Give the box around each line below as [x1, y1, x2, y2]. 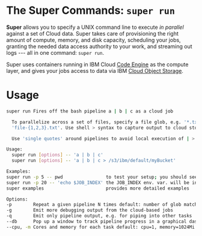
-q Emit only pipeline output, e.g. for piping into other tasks [6, 213, 192, 219]
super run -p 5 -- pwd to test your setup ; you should [6, 174, 187, 180]
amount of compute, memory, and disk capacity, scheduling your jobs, [6, 36, 182, 43]
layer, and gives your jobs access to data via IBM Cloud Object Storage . [6, 67, 183, 74]
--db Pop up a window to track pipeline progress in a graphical [6, 219, 187, 225]
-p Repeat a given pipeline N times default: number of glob [6, 202, 182, 208]
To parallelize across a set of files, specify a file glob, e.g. [11, 119, 182, 125]
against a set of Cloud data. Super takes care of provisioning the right [6, 29, 179, 37]
